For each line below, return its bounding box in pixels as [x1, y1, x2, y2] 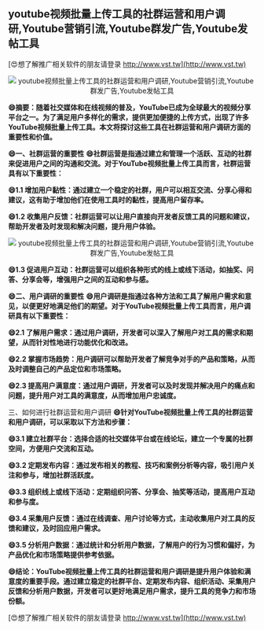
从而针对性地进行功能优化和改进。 [21, 337, 132, 347]
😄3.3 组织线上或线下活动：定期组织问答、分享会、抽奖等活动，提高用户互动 [8, 487, 255, 496]
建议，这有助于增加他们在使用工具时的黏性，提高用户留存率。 [8, 195, 208, 204]
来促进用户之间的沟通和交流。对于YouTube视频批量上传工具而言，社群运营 [8, 158, 251, 168]
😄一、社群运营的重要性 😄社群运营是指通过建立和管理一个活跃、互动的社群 [8, 149, 252, 158]
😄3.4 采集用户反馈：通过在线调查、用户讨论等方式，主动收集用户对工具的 [8, 514, 249, 523]
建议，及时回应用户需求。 [21, 523, 104, 532]
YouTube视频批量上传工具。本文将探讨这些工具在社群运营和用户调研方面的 [8, 122, 251, 131]
